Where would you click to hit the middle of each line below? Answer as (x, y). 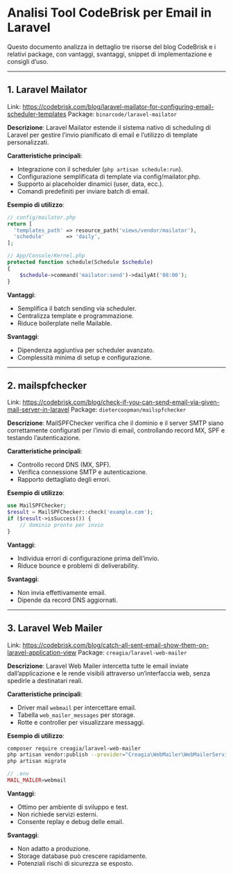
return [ (20, 224)
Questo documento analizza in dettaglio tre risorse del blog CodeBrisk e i (112, 47)
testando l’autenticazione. (44, 438)
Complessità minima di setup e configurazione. (84, 357)
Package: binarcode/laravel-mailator (123, 114)
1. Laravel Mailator (48, 90)
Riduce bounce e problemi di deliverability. (78, 565)
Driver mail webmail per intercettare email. (77, 707)
